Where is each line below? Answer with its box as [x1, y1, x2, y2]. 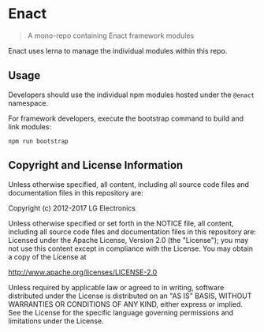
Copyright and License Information [8, 159, 184, 172]
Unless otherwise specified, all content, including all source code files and [8, 179, 250, 189]
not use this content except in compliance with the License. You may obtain [8, 244, 254, 253]
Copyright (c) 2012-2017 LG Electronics [8, 203, 136, 213]
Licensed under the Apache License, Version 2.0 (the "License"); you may [8, 235, 249, 244]
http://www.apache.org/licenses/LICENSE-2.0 [8, 267, 158, 277]
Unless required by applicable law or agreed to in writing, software [8, 282, 225, 292]
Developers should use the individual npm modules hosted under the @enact [8, 90, 255, 99]
